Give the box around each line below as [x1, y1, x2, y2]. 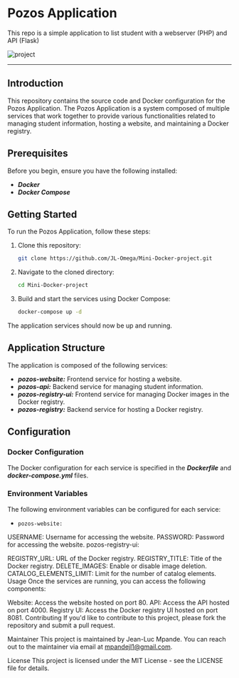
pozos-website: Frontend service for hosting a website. [17, 375, 182, 383]
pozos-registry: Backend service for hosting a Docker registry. [17, 405, 203, 413]
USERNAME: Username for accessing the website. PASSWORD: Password [7, 532, 225, 541]
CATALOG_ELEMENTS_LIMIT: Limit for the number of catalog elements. [7, 569, 217, 577]
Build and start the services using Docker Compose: [17, 295, 171, 303]
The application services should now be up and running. [7, 321, 173, 330]
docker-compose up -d [17, 308, 82, 315]
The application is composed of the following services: [7, 360, 169, 369]
